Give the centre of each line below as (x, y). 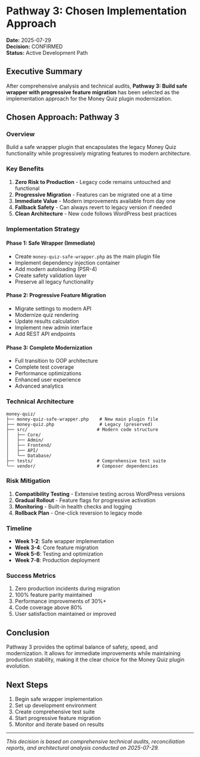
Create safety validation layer (51, 275)
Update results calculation (47, 321)
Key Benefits (25, 169)
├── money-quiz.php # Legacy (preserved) (79, 424)
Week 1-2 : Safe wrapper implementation (64, 541)
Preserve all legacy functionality (54, 282)
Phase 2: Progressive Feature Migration (56, 295)
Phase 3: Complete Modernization (49, 347)
